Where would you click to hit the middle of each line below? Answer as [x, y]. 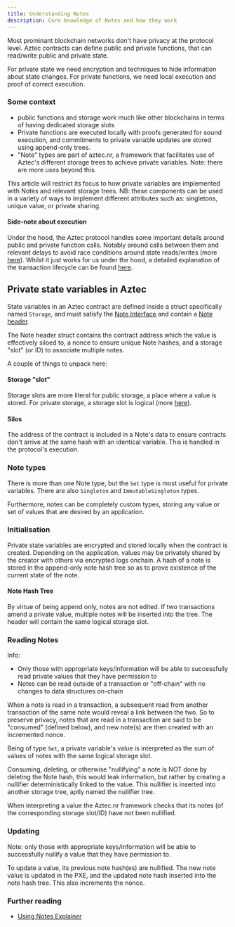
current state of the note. [43, 575]
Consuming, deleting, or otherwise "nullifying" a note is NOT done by [107, 769]
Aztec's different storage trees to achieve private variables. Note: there [120, 162]
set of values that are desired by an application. [76, 511]
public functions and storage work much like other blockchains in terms [121, 117]
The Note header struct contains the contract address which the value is [112, 335]
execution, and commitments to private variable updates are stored [114, 140]
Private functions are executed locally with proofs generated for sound [120, 132]
